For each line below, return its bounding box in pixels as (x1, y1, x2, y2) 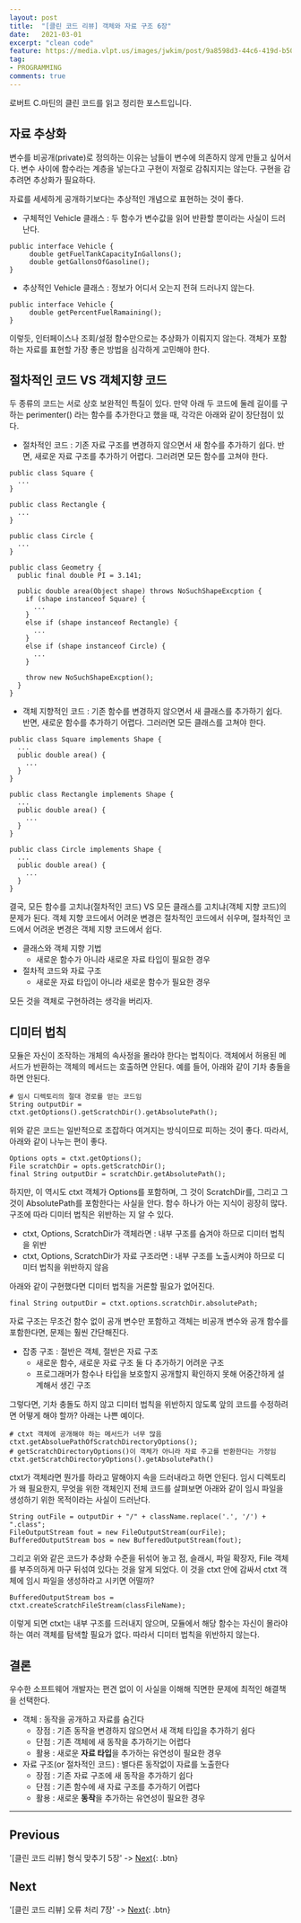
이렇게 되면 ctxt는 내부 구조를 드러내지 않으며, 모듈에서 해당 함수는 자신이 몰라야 (9, 1618, 288, 1629)
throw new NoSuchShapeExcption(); (25, 673, 154, 683)
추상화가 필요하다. (32, 174, 96, 185)
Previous (9, 1828, 60, 1843)
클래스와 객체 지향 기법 (21, 943, 102, 953)
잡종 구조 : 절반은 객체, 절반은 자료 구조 (21, 1346, 159, 1357)
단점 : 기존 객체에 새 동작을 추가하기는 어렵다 (35, 1736, 191, 1747)
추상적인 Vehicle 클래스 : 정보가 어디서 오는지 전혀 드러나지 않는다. (21, 282, 255, 293)
